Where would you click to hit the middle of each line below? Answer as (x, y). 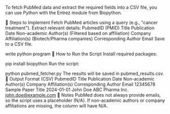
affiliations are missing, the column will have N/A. (57, 106)
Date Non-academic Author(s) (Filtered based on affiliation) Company (78, 33)
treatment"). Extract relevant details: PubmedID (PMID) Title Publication (80, 28)
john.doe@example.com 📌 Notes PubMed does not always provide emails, (83, 95)
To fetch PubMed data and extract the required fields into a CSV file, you (81, 7)
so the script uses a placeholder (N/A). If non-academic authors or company (85, 100)
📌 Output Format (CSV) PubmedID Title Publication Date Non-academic (80, 79)
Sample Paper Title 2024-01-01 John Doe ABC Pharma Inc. (67, 90)
